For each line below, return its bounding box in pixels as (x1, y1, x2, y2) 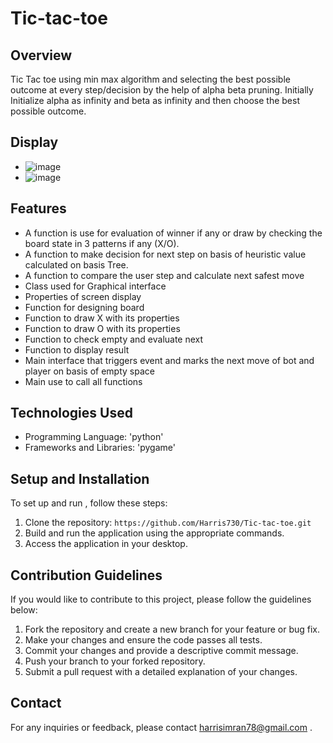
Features (10, 200, 67, 217)
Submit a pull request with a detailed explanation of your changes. (24, 666, 298, 678)
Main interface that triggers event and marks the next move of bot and (24, 354, 315, 366)
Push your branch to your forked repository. (24, 655, 206, 667)
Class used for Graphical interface (24, 280, 167, 292)
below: (10, 604, 38, 616)
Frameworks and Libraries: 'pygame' (24, 442, 176, 454)
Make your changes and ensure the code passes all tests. (24, 634, 263, 646)
